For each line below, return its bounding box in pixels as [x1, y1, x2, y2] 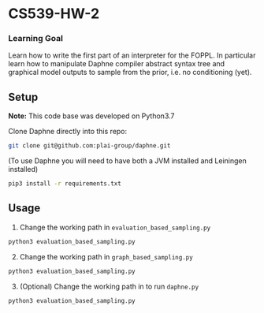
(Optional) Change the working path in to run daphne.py [19, 281, 199, 291]
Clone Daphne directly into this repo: [8, 127, 128, 136]
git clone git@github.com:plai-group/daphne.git [8, 142, 171, 150]
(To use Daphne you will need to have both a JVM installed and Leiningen [8, 156, 247, 166]
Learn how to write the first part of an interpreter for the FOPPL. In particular [8, 50, 256, 60]
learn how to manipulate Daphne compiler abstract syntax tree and [8, 59, 225, 69]
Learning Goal [8, 33, 63, 44]
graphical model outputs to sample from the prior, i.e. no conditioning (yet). [8, 68, 252, 77]
